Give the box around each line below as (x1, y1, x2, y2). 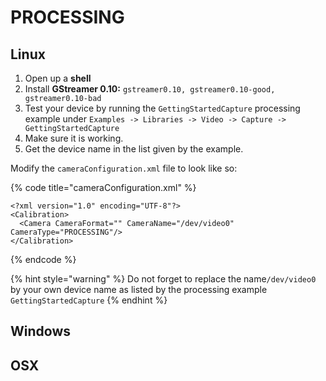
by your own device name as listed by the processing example (10, 284, 268, 295)
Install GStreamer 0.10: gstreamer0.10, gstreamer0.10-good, (24, 83, 276, 95)
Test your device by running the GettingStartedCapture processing (24, 102, 301, 114)
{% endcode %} (10, 254, 77, 265)
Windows (10, 323, 71, 340)
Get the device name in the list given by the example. (24, 143, 244, 155)
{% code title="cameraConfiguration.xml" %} (10, 182, 197, 193)
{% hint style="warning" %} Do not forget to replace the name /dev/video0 (10, 273, 317, 285)
